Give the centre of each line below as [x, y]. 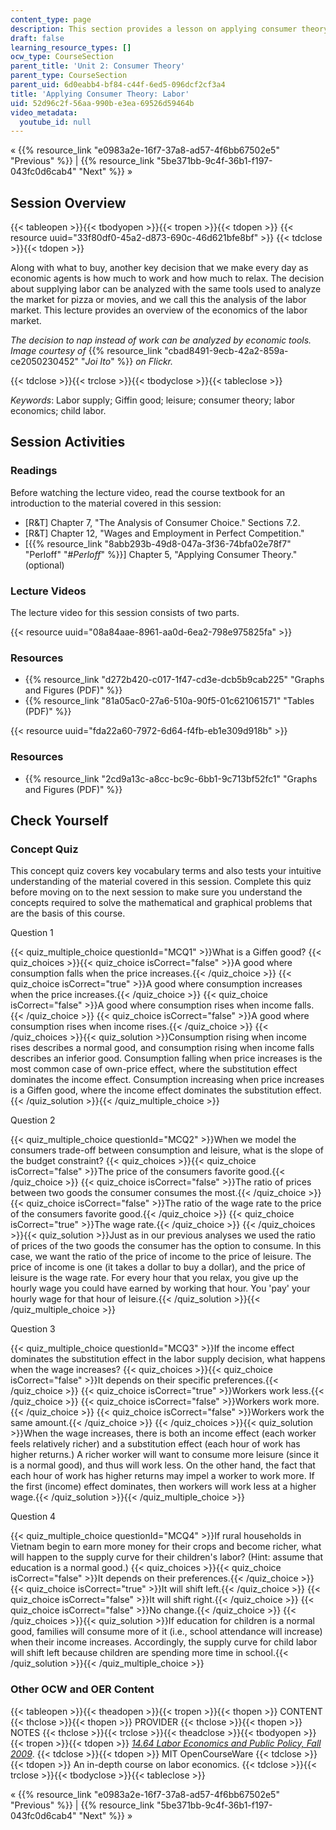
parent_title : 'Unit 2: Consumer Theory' [98, 66]
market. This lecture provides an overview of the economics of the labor [159, 310]
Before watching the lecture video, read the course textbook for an [148, 492]
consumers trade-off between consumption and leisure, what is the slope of [167, 1150]
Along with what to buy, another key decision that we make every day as [159, 268]
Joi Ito [98, 362]
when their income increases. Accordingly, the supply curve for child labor [164, 1642]
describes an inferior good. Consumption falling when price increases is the [166, 1058]
